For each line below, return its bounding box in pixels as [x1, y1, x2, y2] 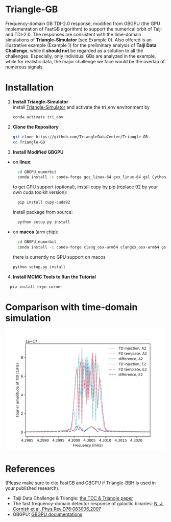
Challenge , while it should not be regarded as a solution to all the [5, 47, 143, 54]
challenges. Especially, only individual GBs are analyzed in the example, [5, 53, 156, 59]
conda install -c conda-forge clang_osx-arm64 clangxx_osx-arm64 [17, 244, 159, 250]
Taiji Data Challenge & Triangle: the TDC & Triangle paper [12, 495, 133, 501]
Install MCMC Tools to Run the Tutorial [12, 274, 96, 280]
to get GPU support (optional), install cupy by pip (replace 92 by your [12, 184, 158, 190]
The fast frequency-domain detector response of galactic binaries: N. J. [12, 501, 164, 507]
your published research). [5, 485, 60, 491]
